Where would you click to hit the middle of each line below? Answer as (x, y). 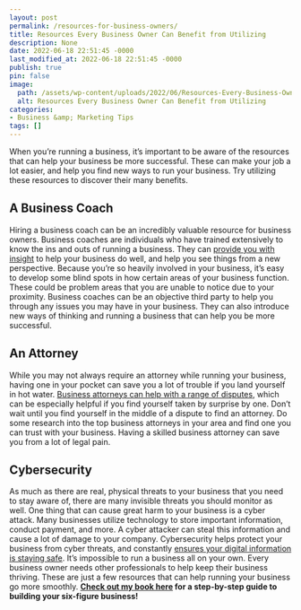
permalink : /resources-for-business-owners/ (94, 26)
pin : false (30, 76)
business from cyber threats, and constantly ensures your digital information (150, 549)
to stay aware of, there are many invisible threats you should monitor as (141, 501)
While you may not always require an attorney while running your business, (148, 375)
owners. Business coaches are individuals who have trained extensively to (146, 240)
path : (28, 92)
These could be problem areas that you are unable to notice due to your (142, 287)
